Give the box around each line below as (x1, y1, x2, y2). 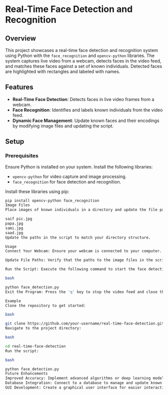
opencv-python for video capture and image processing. (12, 173, 127, 179)
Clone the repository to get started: (5, 303, 86, 308)
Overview (5, 34, 36, 42)
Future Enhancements (5, 371, 48, 376)
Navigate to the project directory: (5, 326, 81, 331)
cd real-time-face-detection (5, 343, 66, 348)
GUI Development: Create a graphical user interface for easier (5, 385, 142, 390)
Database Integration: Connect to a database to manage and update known (5, 380, 162, 385)
